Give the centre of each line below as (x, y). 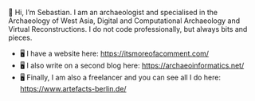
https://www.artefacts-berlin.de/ (73, 89)
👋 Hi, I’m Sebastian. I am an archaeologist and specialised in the (113, 12)
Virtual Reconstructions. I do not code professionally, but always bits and (128, 29)
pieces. (20, 37)
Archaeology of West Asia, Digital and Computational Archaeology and (124, 21)
